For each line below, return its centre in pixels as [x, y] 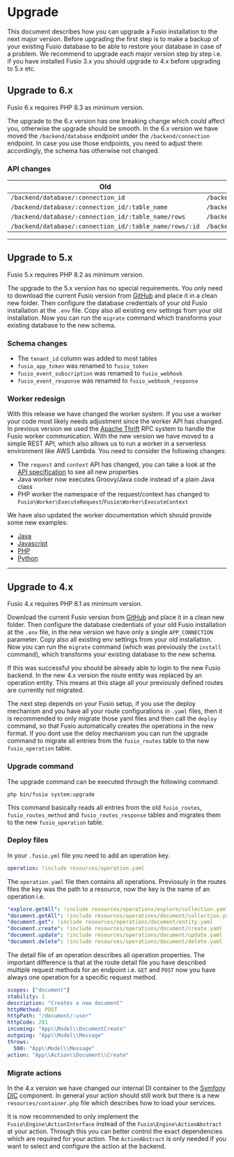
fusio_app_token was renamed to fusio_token [83, 366]
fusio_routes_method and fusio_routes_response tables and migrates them [114, 815]
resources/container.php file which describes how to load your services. [112, 1103]
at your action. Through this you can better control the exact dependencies [115, 1131]
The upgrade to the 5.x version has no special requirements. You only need [115, 288]
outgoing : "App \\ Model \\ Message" [56, 1036]
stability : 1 [26, 996]
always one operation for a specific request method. [82, 977]
